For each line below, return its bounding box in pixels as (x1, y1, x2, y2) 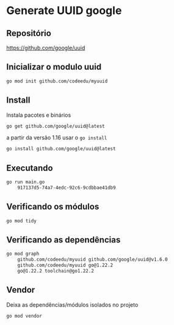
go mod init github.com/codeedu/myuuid (6, 78, 108, 84)
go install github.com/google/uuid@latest (6, 146, 116, 152)
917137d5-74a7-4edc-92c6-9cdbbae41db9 (17, 184, 116, 191)
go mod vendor (6, 313, 43, 319)
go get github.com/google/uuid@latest (6, 123, 105, 129)
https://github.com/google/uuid (6, 44, 85, 51)
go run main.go (6, 179, 45, 185)
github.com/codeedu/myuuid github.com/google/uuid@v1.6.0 (17, 257, 168, 263)
